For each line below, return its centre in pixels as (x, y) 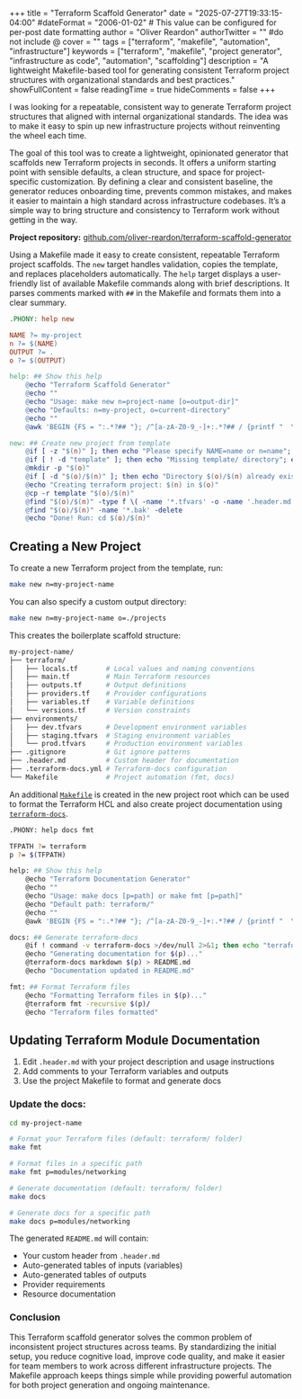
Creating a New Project (75, 547)
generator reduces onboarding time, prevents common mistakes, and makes (151, 191)
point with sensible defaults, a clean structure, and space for (121, 172)
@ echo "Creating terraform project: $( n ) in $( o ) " (122, 485)
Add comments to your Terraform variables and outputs (125, 1072)
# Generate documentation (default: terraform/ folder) (116, 1188)
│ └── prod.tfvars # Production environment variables (126, 744)
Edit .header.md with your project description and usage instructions (148, 1062)
